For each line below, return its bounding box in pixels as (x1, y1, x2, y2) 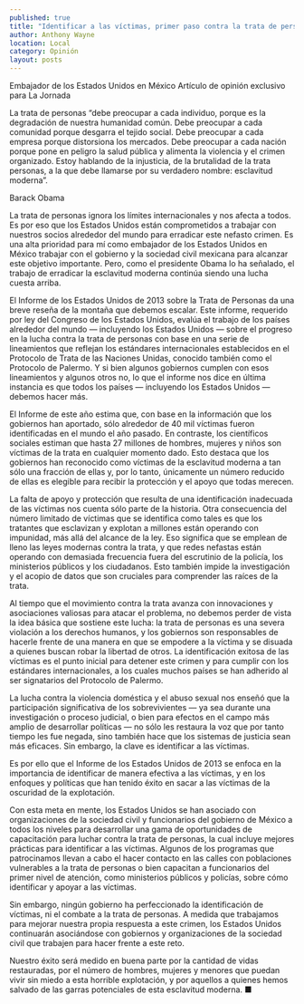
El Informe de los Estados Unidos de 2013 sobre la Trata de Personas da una (9, 295, 295, 305)
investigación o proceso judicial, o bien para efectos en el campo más (9, 712, 270, 722)
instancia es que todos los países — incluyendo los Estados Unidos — (9, 381, 271, 392)
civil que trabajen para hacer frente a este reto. (9, 938, 185, 948)
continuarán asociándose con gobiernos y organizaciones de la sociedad (9, 928, 282, 939)
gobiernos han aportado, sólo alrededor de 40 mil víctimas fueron (9, 419, 255, 429)
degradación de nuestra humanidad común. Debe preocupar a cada (9, 117, 263, 128)
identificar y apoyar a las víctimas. (9, 882, 138, 893)
